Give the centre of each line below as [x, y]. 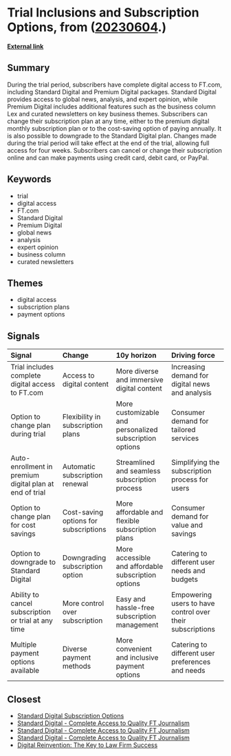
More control [83, 603]
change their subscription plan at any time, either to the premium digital [108, 121]
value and [187, 526]
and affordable [140, 567]
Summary [29, 68]
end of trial [28, 493]
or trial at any [32, 620]
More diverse [137, 371]
